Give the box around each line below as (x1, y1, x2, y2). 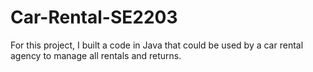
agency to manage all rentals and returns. (10, 49, 182, 61)
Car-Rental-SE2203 (10, 6, 178, 29)
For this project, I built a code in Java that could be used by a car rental (10, 39, 304, 51)
